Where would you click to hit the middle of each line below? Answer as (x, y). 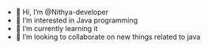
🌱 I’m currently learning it (57, 28)
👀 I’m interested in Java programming (77, 20)
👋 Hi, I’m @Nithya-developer (62, 12)
